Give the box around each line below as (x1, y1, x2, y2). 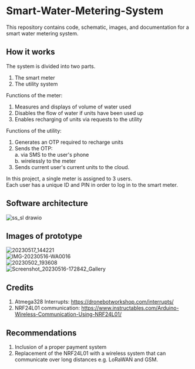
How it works (6, 47, 55, 57)
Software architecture (6, 199, 88, 209)
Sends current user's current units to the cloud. (14, 163, 130, 170)
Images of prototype (6, 231, 83, 241)
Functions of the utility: (6, 127, 62, 134)
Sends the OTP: (14, 144, 53, 151)
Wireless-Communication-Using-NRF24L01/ (14, 311, 122, 318)
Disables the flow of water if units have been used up (14, 109, 144, 116)
